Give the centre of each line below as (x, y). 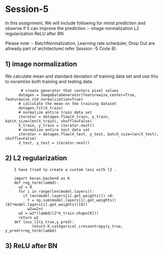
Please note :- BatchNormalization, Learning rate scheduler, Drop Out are (80, 43)
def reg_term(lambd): (36, 183)
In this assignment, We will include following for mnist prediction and (75, 23)
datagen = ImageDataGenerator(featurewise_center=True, (77, 95)
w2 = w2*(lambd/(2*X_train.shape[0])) (58, 213)
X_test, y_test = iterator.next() (54, 143)
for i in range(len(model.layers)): (56, 191)
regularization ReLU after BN (34, 33)
